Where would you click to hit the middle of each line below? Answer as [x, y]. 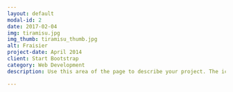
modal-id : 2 [24, 20]
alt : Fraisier [28, 46]
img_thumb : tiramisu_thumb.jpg [52, 39]
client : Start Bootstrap [43, 59]
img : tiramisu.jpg [34, 33]
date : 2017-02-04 [32, 26]
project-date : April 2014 [44, 53]
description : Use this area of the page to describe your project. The [113, 71]
